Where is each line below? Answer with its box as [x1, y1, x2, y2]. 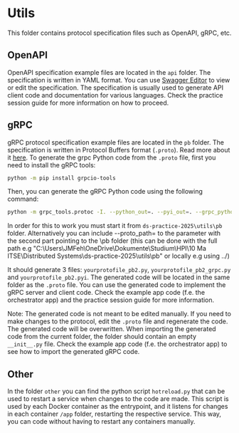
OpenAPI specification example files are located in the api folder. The [7, 68, 211, 76]
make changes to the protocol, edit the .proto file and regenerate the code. [7, 317, 228, 325]
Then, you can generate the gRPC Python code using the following [7, 187, 203, 196]
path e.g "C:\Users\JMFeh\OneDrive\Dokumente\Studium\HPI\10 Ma [7, 244, 206, 253]
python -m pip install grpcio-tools [7, 174, 116, 182]
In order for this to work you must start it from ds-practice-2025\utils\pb [7, 221, 223, 230]
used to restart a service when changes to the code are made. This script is [7, 395, 229, 403]
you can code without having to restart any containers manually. [7, 417, 196, 426]
